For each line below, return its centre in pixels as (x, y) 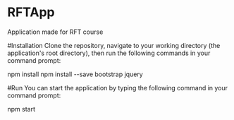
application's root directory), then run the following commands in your (109, 53)
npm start (21, 109)
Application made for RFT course (55, 32)
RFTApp (31, 12)
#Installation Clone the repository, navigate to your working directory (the (114, 45)
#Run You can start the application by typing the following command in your (117, 88)
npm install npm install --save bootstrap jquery (75, 74)
